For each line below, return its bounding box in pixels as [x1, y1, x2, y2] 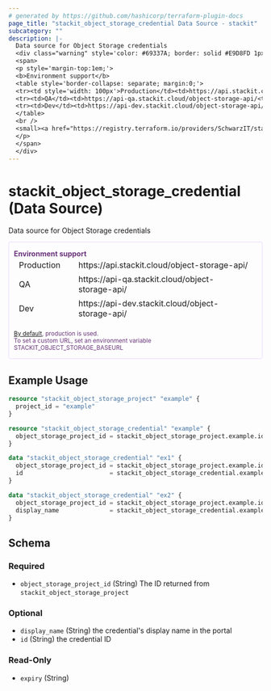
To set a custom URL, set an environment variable [13, 337, 152, 345]
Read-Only [8, 655, 52, 666]
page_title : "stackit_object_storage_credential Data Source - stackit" [8, 19, 258, 27]
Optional [8, 607, 43, 618]
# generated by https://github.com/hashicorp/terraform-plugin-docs [8, 11, 244, 20]
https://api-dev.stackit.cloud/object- [77, 298, 219, 310]
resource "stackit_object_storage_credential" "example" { [8, 424, 211, 432]
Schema [8, 536, 51, 550]
